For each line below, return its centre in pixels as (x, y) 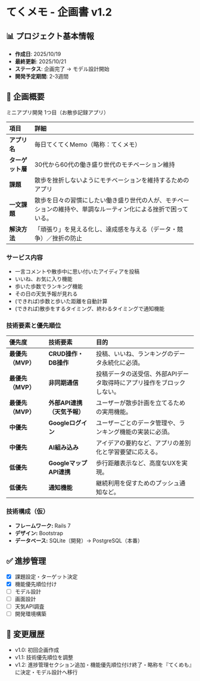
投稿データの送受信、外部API (137, 374)
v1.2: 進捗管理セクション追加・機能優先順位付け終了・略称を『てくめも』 (103, 664)
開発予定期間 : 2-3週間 (42, 76)
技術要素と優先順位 (34, 326)
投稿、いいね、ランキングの (135, 354)
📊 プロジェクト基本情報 (50, 36)
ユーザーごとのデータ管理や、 (138, 423)
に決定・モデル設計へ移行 (46, 672)
